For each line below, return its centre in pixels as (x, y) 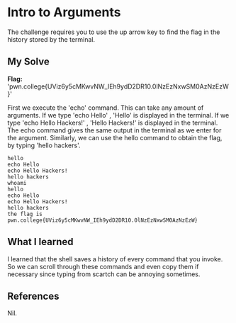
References (33, 296)
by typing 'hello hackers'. (44, 145)
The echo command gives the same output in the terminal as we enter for (114, 130)
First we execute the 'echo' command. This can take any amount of (106, 108)
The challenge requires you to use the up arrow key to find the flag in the (114, 32)
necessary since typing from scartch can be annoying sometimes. (104, 274)
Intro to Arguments (64, 12)
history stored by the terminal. (51, 39)
